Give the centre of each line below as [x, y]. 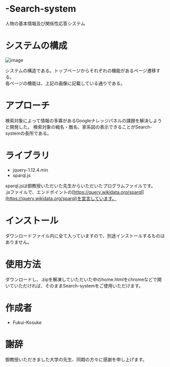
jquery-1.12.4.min [30, 170]
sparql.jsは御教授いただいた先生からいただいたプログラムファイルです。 [80, 186]
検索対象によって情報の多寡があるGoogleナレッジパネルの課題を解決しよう [84, 120]
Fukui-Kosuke [27, 322]
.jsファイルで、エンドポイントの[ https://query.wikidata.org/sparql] [75, 192]
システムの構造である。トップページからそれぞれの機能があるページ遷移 [81, 70]
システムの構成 [36, 46]
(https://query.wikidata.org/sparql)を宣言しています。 [61, 198]
